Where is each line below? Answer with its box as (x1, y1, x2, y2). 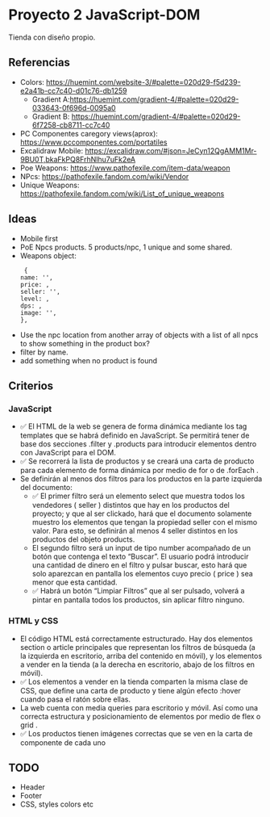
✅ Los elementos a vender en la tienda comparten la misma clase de (19, 677, 248, 686)
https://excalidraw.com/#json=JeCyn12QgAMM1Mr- (84, 145, 257, 155)
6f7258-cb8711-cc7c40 (31, 119, 110, 130)
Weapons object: (19, 250, 77, 260)
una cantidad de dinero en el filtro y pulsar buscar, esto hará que (31, 560, 247, 570)
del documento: (19, 483, 73, 492)
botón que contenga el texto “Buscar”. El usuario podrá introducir (31, 551, 249, 562)
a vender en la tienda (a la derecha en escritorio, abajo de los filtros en (19, 660, 255, 669)
